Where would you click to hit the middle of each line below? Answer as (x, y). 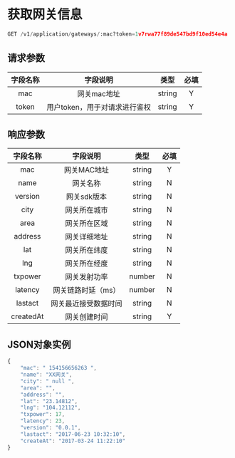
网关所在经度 (87, 264)
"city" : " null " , (47, 381)
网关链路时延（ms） (87, 291)
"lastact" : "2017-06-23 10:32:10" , (73, 434)
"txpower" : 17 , (43, 415)
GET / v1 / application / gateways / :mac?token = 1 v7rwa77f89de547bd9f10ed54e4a (117, 34)
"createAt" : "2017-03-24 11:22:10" (73, 441)
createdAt (27, 316)
